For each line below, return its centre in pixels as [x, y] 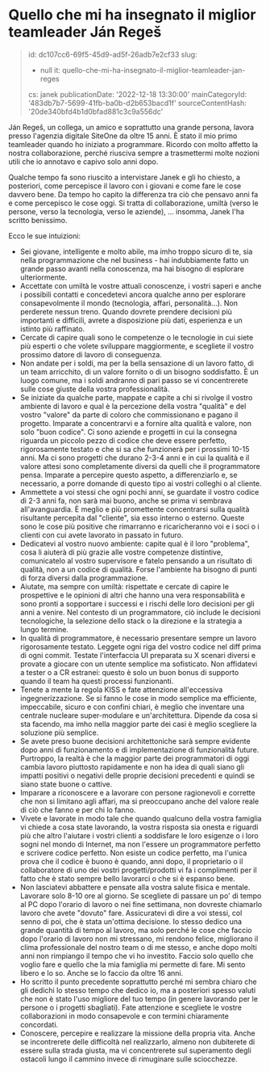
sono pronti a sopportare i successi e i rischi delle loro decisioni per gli [137, 603]
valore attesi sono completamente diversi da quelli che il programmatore [140, 466]
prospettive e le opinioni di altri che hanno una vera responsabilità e [133, 595]
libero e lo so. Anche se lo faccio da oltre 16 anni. [102, 973]
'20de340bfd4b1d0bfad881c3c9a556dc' [96, 112]
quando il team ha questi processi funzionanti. [97, 681]
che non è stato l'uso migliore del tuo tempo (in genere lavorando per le [139, 998]
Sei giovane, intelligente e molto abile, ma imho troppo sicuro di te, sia [136, 251]
